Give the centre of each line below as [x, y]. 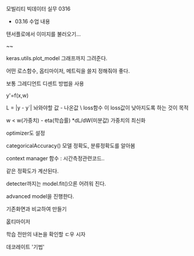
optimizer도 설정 [26, 133]
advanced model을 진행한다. [40, 196]
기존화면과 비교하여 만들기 [37, 209]
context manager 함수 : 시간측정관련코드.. [56, 158]
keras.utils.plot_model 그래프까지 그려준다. [57, 58]
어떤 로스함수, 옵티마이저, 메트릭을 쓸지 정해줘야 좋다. [68, 71]
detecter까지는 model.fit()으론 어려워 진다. [56, 184]
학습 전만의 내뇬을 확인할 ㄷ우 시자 [46, 234]
